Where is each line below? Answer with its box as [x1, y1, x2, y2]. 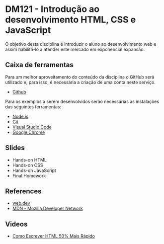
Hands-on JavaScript [12, 167, 56, 173]
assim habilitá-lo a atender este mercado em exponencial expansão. [5, 46, 145, 52]
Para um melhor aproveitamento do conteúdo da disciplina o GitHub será [5, 74, 155, 80]
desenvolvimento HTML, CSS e [5, 14, 136, 25]
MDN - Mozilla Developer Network [12, 205, 83, 212]
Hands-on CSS [12, 162, 43, 168]
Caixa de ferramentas [5, 61, 74, 69]
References [5, 187, 42, 195]
